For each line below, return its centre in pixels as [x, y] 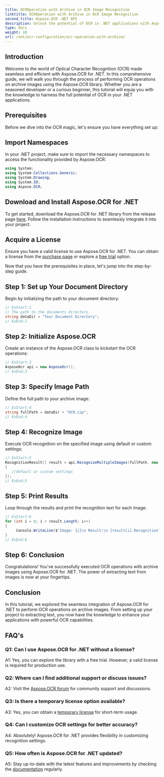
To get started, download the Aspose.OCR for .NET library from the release [80, 214]
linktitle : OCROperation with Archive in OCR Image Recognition [72, 14]
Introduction [24, 57]
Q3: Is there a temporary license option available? [65, 702]
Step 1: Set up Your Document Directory [67, 287]
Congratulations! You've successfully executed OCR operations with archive [82, 567]
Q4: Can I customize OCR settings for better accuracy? [72, 725]
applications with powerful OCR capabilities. [50, 620]
